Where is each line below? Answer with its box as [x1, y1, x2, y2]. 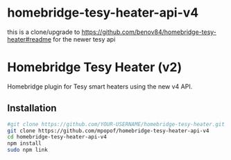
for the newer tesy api [53, 35, 116, 43]
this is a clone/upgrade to [7, 28, 80, 36]
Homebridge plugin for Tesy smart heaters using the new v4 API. [7, 82, 193, 91]
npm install [7, 140, 42, 147]
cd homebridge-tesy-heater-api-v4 [7, 134, 108, 141]
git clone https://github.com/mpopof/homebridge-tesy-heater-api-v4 [7, 127, 209, 134]
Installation [7, 103, 57, 114]
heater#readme [7, 35, 52, 43]
